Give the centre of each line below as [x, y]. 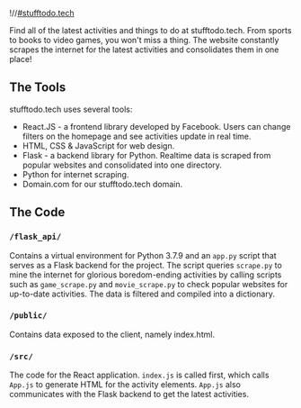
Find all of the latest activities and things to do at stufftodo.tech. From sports [150, 30]
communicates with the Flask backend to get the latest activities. [129, 394]
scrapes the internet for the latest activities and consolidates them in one [144, 50]
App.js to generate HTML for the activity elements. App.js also [125, 385]
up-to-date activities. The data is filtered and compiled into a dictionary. [142, 294]
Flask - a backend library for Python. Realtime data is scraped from [146, 155]
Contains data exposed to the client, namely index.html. [112, 334]
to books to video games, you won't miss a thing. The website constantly [144, 40]
